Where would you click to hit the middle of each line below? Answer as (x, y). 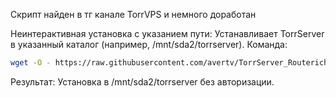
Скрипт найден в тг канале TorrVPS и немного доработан (133, 14)
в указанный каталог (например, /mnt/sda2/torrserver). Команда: (149, 44)
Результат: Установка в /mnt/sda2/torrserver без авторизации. (142, 81)
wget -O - (31, 63)
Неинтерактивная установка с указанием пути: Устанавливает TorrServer (167, 33)
